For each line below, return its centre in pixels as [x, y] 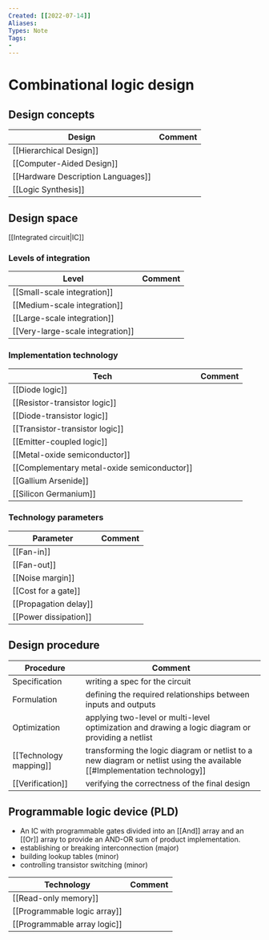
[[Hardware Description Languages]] [82, 177]
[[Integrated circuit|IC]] [46, 237]
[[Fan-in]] [32, 552]
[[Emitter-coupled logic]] [60, 441]
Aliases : [23, 23]
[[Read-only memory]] [56, 898]
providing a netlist [119, 737]
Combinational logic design [101, 85]
